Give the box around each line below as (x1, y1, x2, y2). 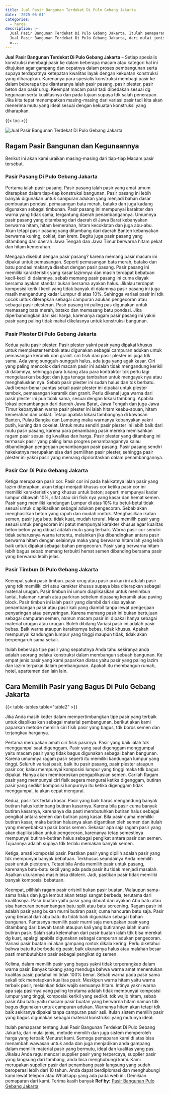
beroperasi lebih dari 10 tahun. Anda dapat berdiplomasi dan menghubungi (5, 1067, 160, 1073)
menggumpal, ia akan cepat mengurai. (5, 788, 85, 794)
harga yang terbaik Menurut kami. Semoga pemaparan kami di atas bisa (5, 1035, 154, 1041)
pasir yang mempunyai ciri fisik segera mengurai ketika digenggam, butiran (5, 777, 161, 783)
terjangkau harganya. (5, 730, 49, 736)
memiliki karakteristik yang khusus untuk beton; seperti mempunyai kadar (5, 489, 158, 495)
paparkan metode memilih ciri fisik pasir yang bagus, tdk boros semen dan (5, 724, 160, 730)
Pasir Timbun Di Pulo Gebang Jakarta (5, 566, 99, 573)
